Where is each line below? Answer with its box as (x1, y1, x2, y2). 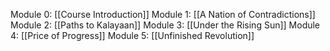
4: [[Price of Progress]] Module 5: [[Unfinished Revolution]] (10, 30, 255, 41)
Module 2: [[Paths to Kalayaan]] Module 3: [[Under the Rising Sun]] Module (10, 19, 321, 31)
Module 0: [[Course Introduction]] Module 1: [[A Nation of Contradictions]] (10, 9, 316, 20)
